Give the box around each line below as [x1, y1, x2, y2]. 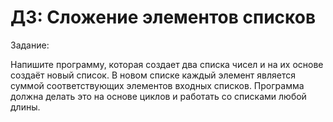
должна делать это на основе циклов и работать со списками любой [10, 90, 307, 102]
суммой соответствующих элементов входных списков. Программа [10, 79, 305, 91]
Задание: [10, 39, 50, 51]
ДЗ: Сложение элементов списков [10, 6, 317, 29]
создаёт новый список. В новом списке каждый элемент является [10, 69, 296, 81]
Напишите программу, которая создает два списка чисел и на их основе [10, 58, 324, 70]
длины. [10, 101, 41, 113]
